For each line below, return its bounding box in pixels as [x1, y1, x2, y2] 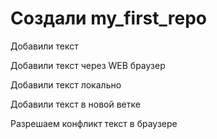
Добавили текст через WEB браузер [10, 59, 166, 71]
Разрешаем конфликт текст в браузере [10, 117, 178, 129]
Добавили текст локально [10, 78, 122, 91]
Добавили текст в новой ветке [10, 98, 141, 110]
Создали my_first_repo [10, 7, 207, 30]
